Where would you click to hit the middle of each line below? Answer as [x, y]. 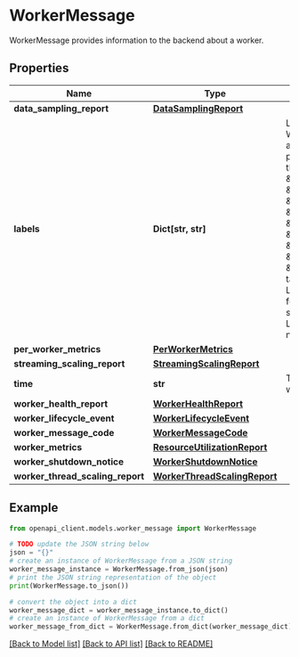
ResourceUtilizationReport [210, 447]
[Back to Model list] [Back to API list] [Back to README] [111, 644]
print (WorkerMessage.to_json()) [69, 586]
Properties [39, 68]
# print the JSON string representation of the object [113, 577]
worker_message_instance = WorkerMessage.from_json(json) [119, 570]
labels [27, 228]
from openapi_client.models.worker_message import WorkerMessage [133, 528]
